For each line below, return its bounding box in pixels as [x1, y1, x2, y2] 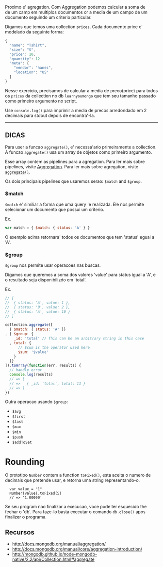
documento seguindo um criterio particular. [5, 15, 92, 20]
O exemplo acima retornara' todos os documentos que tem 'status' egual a [5, 234, 155, 240]
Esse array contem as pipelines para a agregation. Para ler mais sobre [5, 159, 145, 164]
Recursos [5, 528, 35, 536]
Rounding [5, 456, 45, 467]
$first [12, 414, 26, 419]
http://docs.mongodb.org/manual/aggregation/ [12, 541, 106, 547]
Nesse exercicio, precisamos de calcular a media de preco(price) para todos [5, 87, 158, 94]
